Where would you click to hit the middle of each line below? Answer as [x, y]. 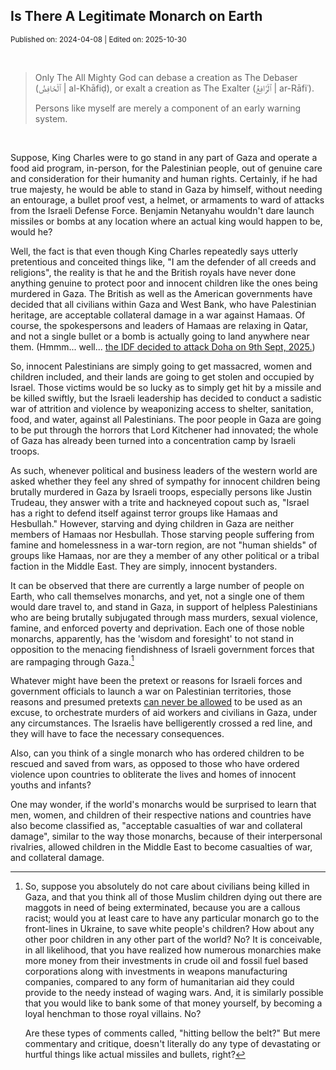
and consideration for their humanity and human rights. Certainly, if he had [164, 178]
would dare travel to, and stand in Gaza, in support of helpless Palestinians [164, 606]
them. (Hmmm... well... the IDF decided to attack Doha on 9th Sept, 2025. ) [163, 346]
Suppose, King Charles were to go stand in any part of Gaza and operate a [164, 157]
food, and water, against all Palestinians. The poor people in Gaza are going [166, 419]
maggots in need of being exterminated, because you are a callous [162, 908]
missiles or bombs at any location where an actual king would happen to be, [166, 221]
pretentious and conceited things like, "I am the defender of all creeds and [163, 261]
